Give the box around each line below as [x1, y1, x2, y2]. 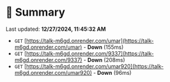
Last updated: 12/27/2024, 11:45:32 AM [5, 25, 106, 33]
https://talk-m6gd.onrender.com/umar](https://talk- [26, 37, 154, 44]
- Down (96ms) [93, 69, 132, 76]
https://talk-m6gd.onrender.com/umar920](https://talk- [26, 63, 164, 70]
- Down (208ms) [83, 56, 125, 63]
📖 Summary [5, 5, 65, 19]
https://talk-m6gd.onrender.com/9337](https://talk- [26, 49, 154, 57]
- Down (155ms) [83, 43, 124, 51]
